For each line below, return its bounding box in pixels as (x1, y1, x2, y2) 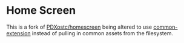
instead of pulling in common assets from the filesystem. (32, 29, 174, 36)
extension (6, 29, 31, 36)
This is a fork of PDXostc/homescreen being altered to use (6, 23, 153, 30)
